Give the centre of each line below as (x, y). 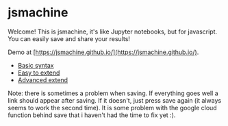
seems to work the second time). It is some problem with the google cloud (113, 108)
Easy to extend (39, 73)
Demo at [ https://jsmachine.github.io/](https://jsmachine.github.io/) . (103, 52)
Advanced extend (42, 79)
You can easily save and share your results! (69, 38)
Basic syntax (36, 65)
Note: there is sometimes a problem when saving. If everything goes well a (113, 93)
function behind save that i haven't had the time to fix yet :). (92, 115)
